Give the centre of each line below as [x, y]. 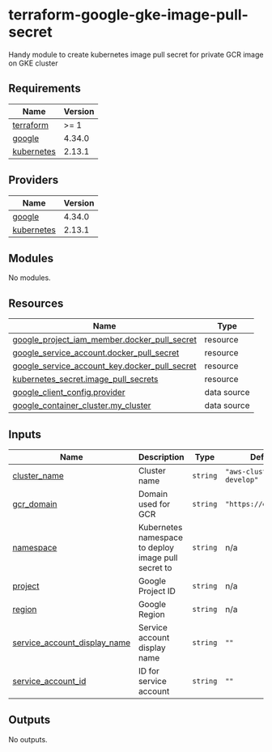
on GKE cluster [33, 63]
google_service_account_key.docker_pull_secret [104, 366]
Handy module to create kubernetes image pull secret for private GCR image [136, 54]
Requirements [45, 89]
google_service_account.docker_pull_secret [96, 353]
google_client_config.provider [69, 393]
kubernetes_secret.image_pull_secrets [85, 380]
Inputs [25, 434]
